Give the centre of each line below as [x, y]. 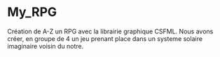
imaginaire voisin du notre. [46, 46]
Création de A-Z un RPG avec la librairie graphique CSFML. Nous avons [110, 31]
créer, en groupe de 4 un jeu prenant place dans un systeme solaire [105, 38]
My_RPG [32, 12]
